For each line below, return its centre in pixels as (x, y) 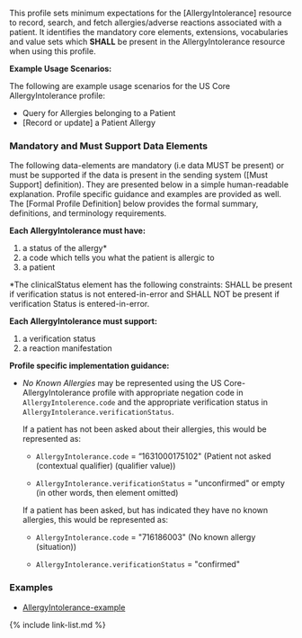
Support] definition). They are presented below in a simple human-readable (149, 184)
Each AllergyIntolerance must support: (83, 321)
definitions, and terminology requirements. (88, 213)
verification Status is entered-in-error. (80, 304)
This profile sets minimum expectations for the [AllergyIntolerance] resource (151, 13)
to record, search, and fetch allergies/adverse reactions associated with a (146, 22)
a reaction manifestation (67, 348)
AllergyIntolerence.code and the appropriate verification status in (145, 402)
